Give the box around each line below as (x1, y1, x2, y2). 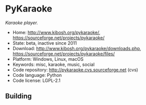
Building (5, 92, 32, 100)
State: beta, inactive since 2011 (12, 40, 77, 46)
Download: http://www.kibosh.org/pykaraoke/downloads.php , (12, 45, 141, 51)
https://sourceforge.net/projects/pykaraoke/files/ (12, 51, 115, 57)
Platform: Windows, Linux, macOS (12, 56, 84, 62)
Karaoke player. (5, 20, 38, 26)
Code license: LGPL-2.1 (12, 77, 61, 83)
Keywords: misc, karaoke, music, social (12, 61, 95, 67)
